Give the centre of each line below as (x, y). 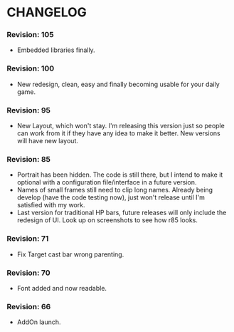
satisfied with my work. (51, 205)
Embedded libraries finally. (56, 50)
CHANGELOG (47, 12)
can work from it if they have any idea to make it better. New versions (119, 133)
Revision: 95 (29, 110)
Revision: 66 (29, 306)
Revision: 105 (30, 35)
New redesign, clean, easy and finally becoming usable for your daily (118, 84)
